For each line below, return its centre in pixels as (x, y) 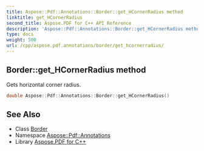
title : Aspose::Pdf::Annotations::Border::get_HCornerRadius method (95, 12)
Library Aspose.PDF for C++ (51, 142)
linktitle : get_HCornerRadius (45, 18)
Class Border (31, 129)
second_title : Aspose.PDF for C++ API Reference (69, 23)
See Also (23, 114)
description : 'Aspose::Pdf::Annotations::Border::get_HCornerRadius (95, 29)
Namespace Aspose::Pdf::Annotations (63, 135)
